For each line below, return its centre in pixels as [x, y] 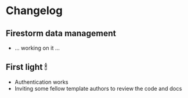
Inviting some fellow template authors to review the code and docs [98, 88]
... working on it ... [37, 48]
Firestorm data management [61, 33]
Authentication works [41, 82]
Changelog [34, 11]
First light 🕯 [26, 67]
